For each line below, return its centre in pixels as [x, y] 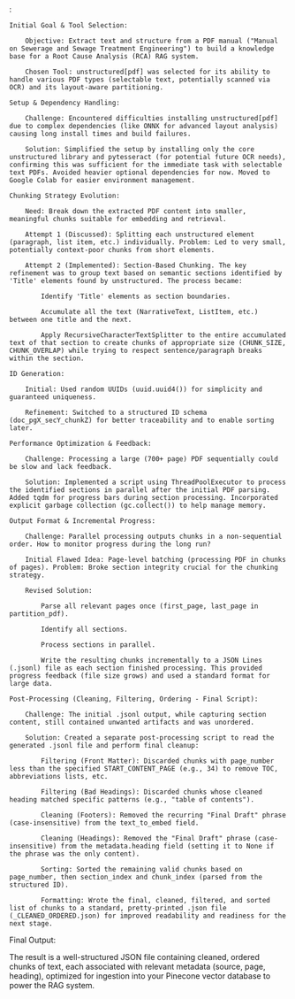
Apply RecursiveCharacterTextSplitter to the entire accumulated [164, 335]
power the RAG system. [52, 985]
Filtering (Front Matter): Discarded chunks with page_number [158, 761]
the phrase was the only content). [75, 854]
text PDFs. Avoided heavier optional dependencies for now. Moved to [140, 173]
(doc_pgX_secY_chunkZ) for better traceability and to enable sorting [142, 420]
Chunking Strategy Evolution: [65, 196]
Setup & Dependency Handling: [65, 103]
